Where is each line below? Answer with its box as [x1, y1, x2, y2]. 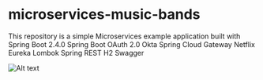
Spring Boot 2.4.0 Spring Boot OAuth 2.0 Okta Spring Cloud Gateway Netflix [8, 39, 255, 49]
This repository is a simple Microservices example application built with [8, 31, 241, 41]
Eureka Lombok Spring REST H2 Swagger [8, 48, 145, 57]
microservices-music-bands [8, 5, 201, 24]
